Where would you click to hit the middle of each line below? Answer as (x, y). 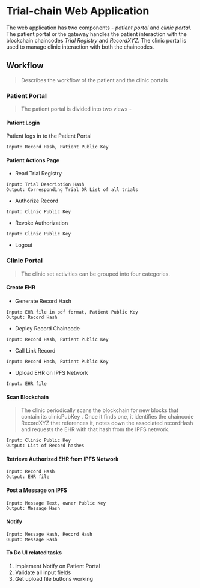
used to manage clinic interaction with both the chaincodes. (80, 47)
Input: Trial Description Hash (45, 184)
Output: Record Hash (32, 317)
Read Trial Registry (38, 174)
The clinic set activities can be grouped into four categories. (95, 274)
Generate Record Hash (43, 301)
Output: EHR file (28, 477)
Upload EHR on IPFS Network (51, 372)
